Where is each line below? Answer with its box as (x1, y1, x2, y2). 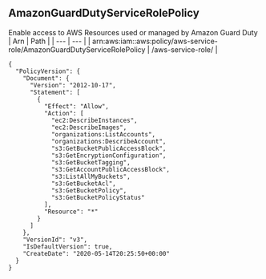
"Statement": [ (29, 88, 81, 96)
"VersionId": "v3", (22, 236, 88, 244)
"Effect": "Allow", (43, 102, 110, 111)
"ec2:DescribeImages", (50, 123, 127, 131)
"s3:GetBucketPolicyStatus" (50, 193, 146, 201)
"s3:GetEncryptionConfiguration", (50, 152, 167, 160)
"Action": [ (43, 109, 84, 117)
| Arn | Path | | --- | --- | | (8, 36, 91, 46)
